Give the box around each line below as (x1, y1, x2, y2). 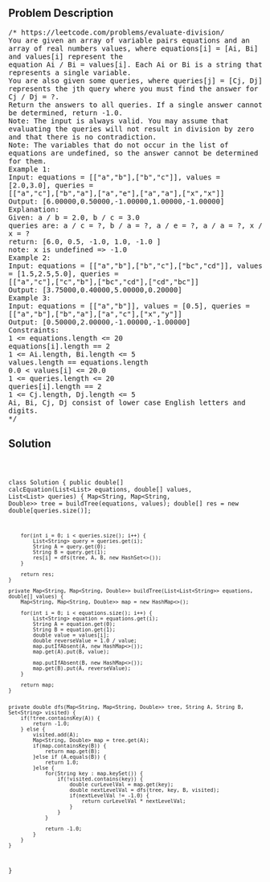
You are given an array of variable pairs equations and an (8, 35, 251, 45)
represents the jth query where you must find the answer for (8, 84, 259, 93)
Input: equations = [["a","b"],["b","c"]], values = (8, 172, 221, 182)
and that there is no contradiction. (8, 132, 157, 142)
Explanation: (8, 204, 60, 214)
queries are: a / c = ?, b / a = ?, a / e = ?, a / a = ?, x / (8, 220, 263, 230)
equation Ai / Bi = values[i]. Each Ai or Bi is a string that (8, 60, 263, 69)
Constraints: (8, 325, 60, 335)
